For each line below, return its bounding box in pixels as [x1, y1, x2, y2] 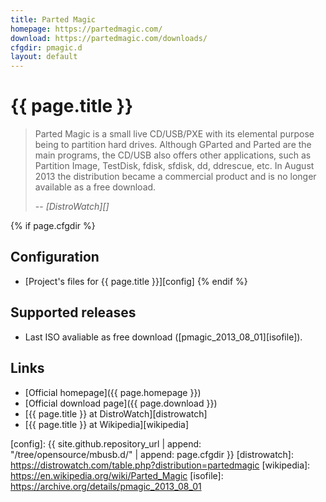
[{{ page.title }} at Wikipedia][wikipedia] [24, 418, 190, 430]
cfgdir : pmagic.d [10, 42, 83, 53]
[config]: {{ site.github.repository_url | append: [10, 437, 202, 450]
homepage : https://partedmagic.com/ [10, 24, 163, 34]
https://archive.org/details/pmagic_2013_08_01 [10, 480, 202, 492]
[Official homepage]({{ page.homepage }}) [24, 386, 202, 398]
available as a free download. [34, 181, 157, 193]
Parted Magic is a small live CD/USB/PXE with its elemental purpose [34, 128, 315, 140]
